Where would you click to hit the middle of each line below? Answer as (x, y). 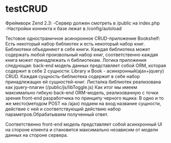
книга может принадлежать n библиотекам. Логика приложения (76, 60)
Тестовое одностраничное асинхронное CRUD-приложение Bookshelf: (83, 38)
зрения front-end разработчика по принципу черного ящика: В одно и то (85, 98)
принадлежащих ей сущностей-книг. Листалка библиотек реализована (83, 82)
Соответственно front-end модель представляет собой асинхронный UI (84, 124)
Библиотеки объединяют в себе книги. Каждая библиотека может (78, 49)
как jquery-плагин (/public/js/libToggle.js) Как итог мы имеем (71, 87)
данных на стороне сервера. (37, 135)
